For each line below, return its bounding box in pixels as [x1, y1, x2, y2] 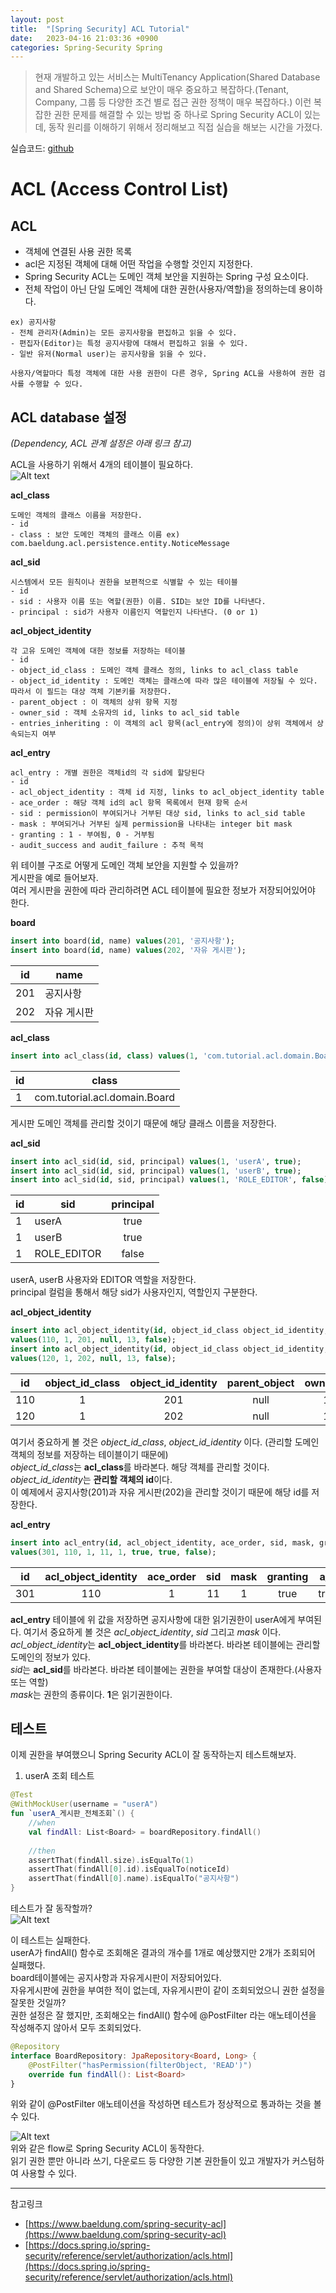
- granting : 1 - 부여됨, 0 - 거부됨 [10, 830, 155, 840]
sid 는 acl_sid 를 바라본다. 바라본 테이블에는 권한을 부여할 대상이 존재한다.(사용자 [10, 1663, 322, 1675]
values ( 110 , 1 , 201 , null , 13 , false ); [10, 1335, 177, 1345]
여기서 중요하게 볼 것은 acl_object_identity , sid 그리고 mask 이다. [23, 1626, 282, 1638]
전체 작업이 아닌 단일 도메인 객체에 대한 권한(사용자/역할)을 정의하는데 [24, 283, 297, 295]
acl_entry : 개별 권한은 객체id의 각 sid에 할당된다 [10, 768, 205, 778]
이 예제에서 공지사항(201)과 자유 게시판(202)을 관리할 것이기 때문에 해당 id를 [10, 1486, 310, 1498]
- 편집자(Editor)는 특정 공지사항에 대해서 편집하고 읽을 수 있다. [10, 339, 249, 349]
